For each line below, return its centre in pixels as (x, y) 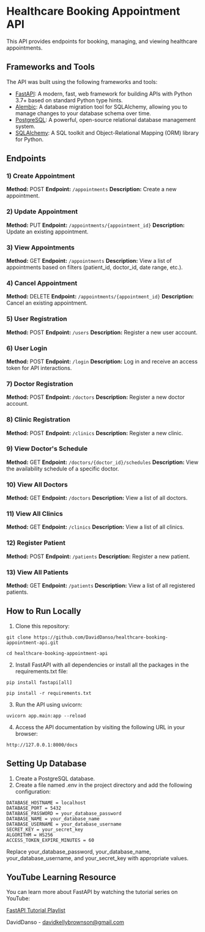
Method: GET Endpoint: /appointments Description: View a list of (89, 261)
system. (25, 126)
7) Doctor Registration (40, 384)
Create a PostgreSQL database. (55, 778)
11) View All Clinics (35, 514)
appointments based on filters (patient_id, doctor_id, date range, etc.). (95, 267)
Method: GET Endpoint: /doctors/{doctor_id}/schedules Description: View (102, 462)
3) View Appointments (40, 248)
